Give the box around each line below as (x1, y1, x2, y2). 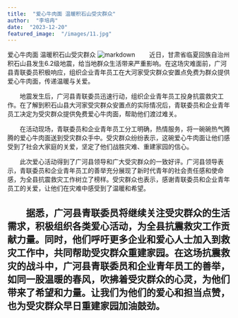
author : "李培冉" (7, 17, 59, 24)
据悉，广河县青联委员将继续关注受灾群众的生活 (25, 207, 230, 219)
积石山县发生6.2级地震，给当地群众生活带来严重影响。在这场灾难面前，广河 (7, 59, 227, 68)
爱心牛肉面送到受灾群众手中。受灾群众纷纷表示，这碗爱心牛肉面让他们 (19, 134, 224, 142)
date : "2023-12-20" (7, 23, 69, 30)
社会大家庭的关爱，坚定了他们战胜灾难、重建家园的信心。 (25, 142, 193, 151)
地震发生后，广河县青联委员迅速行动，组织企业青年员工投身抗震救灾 (20, 92, 218, 101)
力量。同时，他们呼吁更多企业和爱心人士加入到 (16, 233, 221, 245)
